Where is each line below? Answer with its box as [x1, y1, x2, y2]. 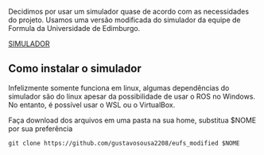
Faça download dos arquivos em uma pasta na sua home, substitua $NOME [8, 115, 257, 125]
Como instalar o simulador [8, 62, 142, 76]
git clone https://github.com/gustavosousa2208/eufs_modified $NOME [8, 139, 240, 147]
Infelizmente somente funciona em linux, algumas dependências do [8, 83, 230, 92]
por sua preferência [8, 123, 73, 134]
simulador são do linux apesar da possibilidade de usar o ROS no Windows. [8, 91, 256, 101]
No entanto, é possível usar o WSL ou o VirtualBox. [8, 99, 176, 110]
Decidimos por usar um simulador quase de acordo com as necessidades [8, 7, 249, 16]
